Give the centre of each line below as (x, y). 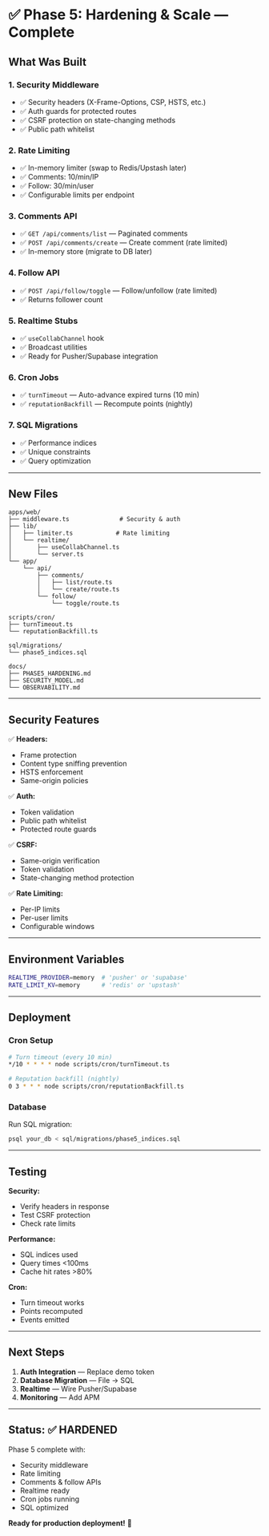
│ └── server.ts (46, 555)
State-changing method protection (77, 878)
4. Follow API (34, 273)
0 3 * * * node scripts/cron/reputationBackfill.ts (96, 1087)
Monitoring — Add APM (60, 1397)
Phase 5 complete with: (47, 1449)
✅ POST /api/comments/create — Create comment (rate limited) (124, 243)
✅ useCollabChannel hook (62, 338)
